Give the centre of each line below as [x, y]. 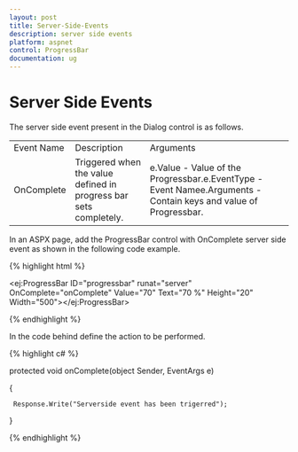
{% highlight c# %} [44, 353]
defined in [96, 184]
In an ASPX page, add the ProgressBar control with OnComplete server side [148, 239]
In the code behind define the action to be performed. [107, 336]
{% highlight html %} [47, 266]
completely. [99, 217]
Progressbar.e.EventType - [206, 178]
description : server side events [71, 34]
